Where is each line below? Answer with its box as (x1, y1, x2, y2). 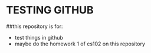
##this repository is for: (6, 23, 63, 30)
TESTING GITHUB (6, 3, 94, 17)
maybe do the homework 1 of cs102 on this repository (14, 40, 146, 47)
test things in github (14, 34, 64, 41)
